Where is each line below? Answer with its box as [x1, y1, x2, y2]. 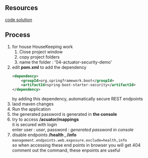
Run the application [12, 106, 51, 112]
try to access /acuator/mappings [12, 116, 79, 123]
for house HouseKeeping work [12, 44, 73, 49]
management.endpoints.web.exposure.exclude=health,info [12, 138, 127, 143]
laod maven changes [12, 101, 54, 107]
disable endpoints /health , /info [12, 132, 76, 138]
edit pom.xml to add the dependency [12, 64, 87, 70]
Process [5, 31, 30, 39]
